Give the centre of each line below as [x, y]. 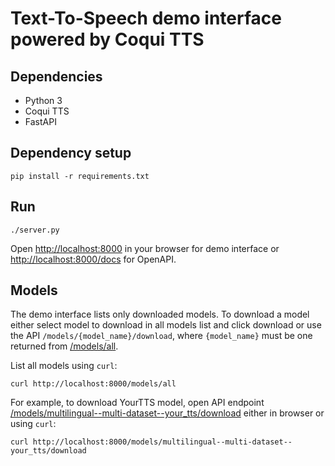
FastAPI [40, 121]
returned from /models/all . [64, 346]
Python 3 [43, 100]
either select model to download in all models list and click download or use [166, 325]
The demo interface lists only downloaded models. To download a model [160, 314]
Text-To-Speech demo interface [146, 18]
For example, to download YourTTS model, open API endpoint [137, 403]
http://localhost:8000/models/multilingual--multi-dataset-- [162, 442]
